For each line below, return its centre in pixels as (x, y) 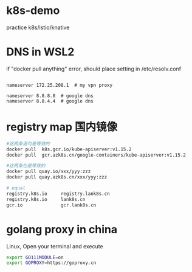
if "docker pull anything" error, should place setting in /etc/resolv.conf (94, 69)
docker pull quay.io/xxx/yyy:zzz (49, 172)
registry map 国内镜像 (62, 127)
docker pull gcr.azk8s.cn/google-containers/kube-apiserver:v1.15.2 (96, 155)
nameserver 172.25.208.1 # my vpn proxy (60, 85)
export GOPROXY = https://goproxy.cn (51, 263)
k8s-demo (33, 11)
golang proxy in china (62, 229)
